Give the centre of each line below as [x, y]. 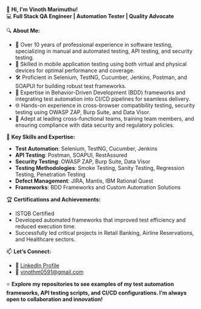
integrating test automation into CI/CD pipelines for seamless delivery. [103, 99]
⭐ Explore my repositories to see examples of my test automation [90, 284]
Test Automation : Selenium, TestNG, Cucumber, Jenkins [86, 148]
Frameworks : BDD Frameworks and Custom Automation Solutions [98, 187]
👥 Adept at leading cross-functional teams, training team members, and [104, 119]
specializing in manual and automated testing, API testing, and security [104, 51]
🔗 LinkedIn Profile [37, 265]
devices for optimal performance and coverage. [75, 70]
